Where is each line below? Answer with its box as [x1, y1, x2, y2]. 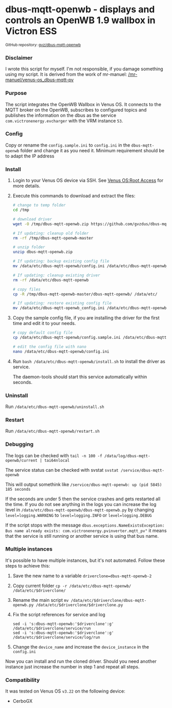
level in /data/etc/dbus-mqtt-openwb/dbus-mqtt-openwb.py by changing [5, 507, 155, 513]
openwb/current [5, 458, 38, 463]
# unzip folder [12, 245, 46, 250]
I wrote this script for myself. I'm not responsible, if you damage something [5, 66, 163, 72]
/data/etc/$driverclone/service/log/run [12, 635, 100, 640]
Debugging [5, 441, 34, 448]
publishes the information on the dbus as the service [5, 112, 117, 118]
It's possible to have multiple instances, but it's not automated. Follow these [5, 557, 165, 563]
